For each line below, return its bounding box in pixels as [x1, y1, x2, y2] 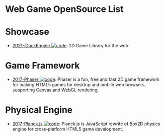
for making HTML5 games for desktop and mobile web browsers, [12, 82, 146, 88]
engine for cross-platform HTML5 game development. [12, 126, 123, 132]
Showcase [5, 26, 50, 38]
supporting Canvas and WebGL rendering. [12, 87, 99, 93]
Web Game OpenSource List [5, 3, 124, 15]
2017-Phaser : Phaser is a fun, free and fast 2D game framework [12, 76, 160, 82]
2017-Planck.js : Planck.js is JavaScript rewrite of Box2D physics [12, 121, 161, 127]
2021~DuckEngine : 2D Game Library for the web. [12, 43, 130, 49]
